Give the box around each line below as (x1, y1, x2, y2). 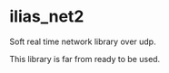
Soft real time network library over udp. (9, 36, 156, 47)
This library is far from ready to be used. (9, 53, 161, 64)
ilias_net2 (9, 6, 84, 27)
